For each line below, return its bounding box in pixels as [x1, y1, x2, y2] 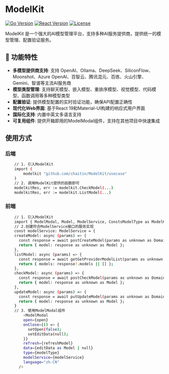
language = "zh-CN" [23, 359, 59, 364]
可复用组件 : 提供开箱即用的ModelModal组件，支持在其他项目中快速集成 [12, 117, 160, 124]
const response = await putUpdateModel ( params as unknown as [18, 294, 150, 299]
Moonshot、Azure [12, 73, 51, 80]
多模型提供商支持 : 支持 [12, 67, 59, 73]
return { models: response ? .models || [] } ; [18, 261, 114, 266]
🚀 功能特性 [5, 53, 38, 61]
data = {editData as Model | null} [23, 346, 94, 351]
